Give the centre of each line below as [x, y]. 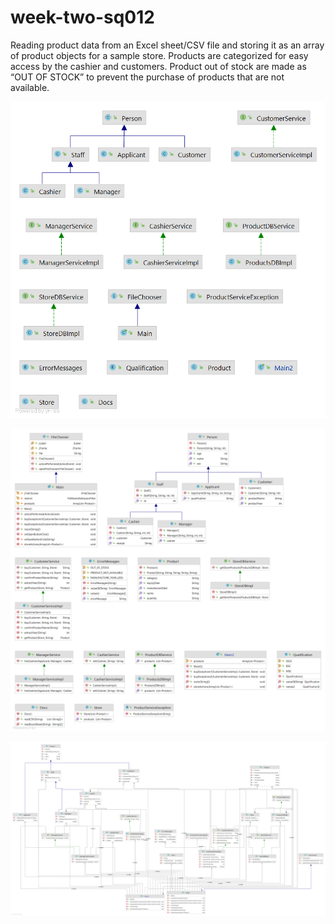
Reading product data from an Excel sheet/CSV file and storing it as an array [167, 45]
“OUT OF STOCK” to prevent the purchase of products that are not [147, 77]
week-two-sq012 [82, 17]
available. [30, 87]
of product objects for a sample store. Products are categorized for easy [159, 55]
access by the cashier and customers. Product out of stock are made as [158, 66]
